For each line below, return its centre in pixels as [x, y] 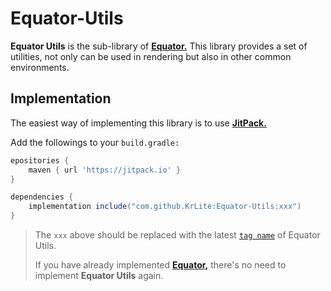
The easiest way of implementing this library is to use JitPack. [138, 123]
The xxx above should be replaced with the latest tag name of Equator [177, 235]
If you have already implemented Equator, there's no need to [160, 265]
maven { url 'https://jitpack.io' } [105, 170]
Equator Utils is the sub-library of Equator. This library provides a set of [159, 46]
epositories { [40, 160]
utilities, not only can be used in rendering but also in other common [151, 56]
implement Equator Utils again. [99, 275]
